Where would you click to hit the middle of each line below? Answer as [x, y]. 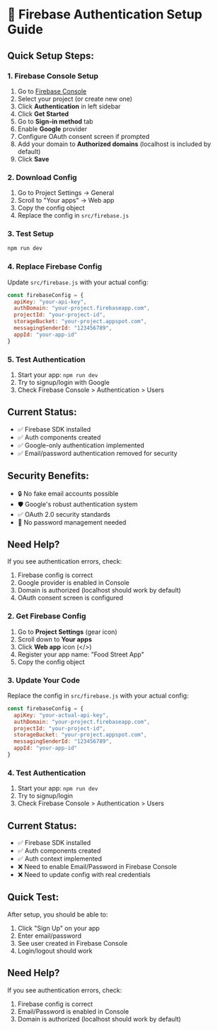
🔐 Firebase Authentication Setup [105, 15]
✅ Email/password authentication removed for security [97, 453]
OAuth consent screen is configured [70, 598]
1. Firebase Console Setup [53, 76]
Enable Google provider [52, 129]
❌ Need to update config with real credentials [84, 875]
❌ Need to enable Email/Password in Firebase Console [97, 867]
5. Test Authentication [46, 359]
